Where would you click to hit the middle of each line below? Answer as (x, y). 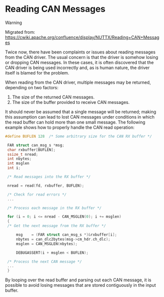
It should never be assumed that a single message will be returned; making (81, 112)
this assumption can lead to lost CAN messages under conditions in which (80, 117)
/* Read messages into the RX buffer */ (49, 177)
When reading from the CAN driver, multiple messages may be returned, (78, 82)
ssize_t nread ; (23, 154)
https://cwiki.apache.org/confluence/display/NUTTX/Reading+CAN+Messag (82, 37)
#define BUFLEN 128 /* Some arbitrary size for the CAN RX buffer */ (79, 136)
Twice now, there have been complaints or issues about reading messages (80, 52)
